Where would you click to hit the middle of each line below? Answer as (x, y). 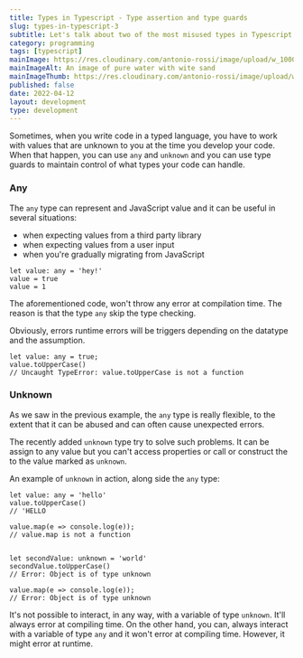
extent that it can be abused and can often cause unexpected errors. (137, 424)
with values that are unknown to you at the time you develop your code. (142, 146)
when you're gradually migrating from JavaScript (113, 254)
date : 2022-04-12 (42, 93)
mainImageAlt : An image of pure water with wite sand (113, 69)
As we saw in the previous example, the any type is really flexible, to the (142, 414)
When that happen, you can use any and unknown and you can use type (140, 155)
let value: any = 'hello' (58, 495)
